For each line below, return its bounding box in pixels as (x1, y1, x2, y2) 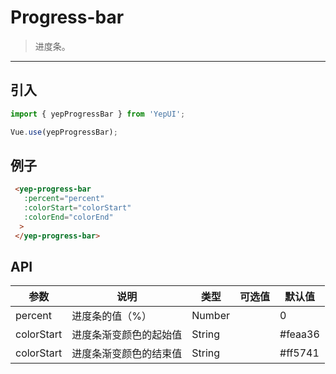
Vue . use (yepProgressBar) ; (10, 127, 118, 137)
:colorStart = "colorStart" (23, 203, 132, 213)
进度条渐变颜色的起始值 (71, 328, 183, 342)
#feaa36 (279, 327, 320, 341)
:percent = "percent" (23, 194, 105, 204)
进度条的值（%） (71, 309, 153, 323)
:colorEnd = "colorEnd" (23, 212, 114, 222)
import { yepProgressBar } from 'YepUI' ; (10, 109, 186, 119)
